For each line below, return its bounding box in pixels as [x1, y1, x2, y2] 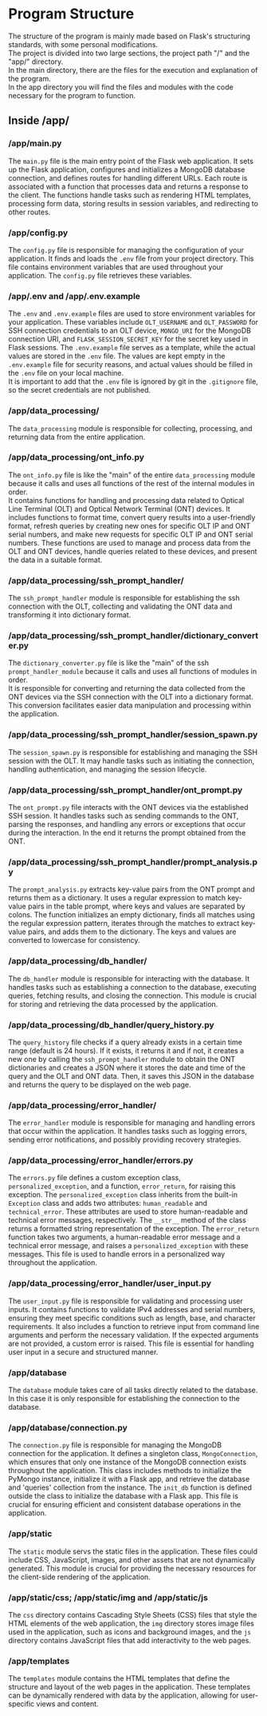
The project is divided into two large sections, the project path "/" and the [8, 48, 250, 58]
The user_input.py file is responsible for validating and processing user [8, 1296, 243, 1306]
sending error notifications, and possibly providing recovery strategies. [8, 1135, 241, 1144]
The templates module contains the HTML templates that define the [8, 1674, 230, 1683]
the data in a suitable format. [8, 555, 103, 565]
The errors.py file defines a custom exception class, [8, 1173, 181, 1183]
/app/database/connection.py [8, 1423, 128, 1433]
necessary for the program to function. [8, 90, 135, 100]
